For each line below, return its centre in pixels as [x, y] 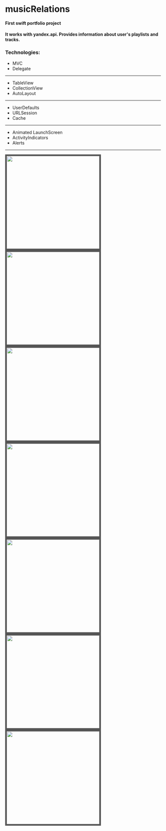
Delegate [21, 68]
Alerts [18, 143]
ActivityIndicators [30, 138]
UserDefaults [26, 107]
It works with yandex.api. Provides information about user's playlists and [82, 34]
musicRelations [38, 9]
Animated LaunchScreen [37, 132]
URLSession [25, 113]
